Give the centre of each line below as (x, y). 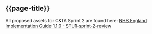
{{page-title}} (28, 8)
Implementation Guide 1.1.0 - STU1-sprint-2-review (58, 26)
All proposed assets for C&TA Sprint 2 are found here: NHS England (76, 20)
